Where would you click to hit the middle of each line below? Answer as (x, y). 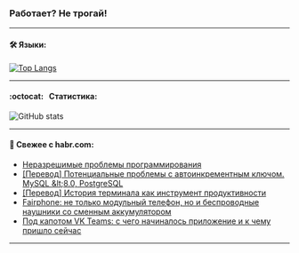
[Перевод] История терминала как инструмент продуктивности (144, 193)
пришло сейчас (52, 230)
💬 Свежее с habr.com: (52, 145)
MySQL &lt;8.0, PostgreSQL (73, 183)
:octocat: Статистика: (53, 97)
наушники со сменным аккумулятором (97, 211)
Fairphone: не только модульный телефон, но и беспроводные (141, 202)
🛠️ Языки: (28, 44)
